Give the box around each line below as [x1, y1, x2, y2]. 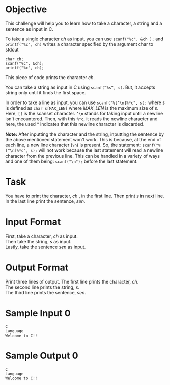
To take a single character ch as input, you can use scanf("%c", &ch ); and [5, 36, 164, 42]
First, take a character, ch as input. [5, 233, 78, 239]
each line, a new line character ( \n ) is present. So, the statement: [5, 142, 141, 148]
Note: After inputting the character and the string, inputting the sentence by [5, 131, 164, 137]
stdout [5, 46, 19, 53]
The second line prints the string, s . [5, 284, 80, 290]
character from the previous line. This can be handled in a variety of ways [5, 152, 160, 159]
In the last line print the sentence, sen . [5, 198, 86, 204]
